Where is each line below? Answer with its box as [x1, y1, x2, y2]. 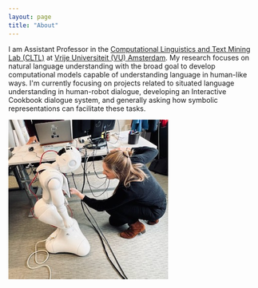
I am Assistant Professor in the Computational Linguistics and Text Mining [8, 44, 251, 53]
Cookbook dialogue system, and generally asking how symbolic [8, 95, 218, 105]
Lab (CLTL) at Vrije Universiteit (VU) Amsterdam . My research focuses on [8, 53, 250, 62]
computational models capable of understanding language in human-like [8, 69, 248, 79]
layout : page [8, 13, 52, 21]
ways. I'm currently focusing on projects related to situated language [8, 78, 235, 88]
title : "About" [8, 21, 59, 30]
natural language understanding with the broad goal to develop [8, 61, 216, 71]
